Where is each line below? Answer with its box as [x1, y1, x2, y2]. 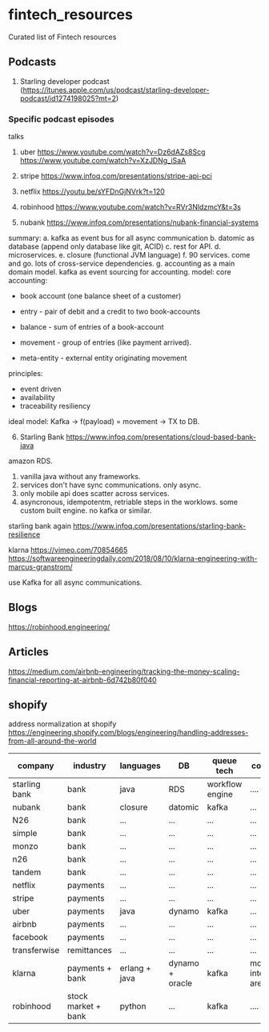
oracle [168, 978, 193, 989]
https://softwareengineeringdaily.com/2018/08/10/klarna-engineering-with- [8, 554, 258, 563]
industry [73, 760, 106, 771]
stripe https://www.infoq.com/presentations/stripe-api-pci [19, 171, 212, 181]
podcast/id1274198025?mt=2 [19, 94, 116, 103]
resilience [8, 530, 41, 539]
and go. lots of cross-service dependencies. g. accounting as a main [8, 258, 235, 269]
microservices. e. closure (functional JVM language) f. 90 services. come [8, 250, 251, 260]
